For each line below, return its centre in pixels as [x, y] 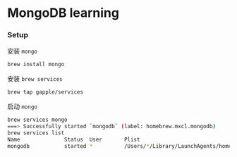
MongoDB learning [63, 13]
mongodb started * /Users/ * [79, 146]
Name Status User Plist [74, 139]
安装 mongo [22, 51]
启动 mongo [22, 106]
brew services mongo [38, 120]
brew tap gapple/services [45, 92]
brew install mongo [36, 65]
